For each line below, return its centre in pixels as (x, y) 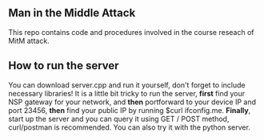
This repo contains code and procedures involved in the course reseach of (131, 32)
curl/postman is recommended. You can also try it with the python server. (129, 127)
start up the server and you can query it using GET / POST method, (119, 119)
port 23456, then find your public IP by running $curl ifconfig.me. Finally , (130, 110)
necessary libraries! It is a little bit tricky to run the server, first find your (127, 93)
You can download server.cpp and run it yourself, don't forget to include (127, 85)
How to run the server (64, 66)
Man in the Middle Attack (72, 13)
